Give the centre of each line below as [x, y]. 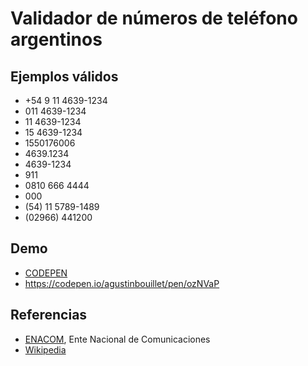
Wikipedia [45, 349]
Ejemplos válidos [64, 76]
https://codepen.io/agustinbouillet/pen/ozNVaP [122, 283]
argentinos [56, 39]
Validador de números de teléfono [154, 18]
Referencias [49, 315]
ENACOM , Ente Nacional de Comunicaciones [117, 339]
